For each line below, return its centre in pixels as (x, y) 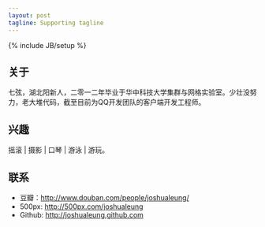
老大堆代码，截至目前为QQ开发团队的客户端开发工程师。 (114, 102)
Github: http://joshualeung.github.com (82, 214)
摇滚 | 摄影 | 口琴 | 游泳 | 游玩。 (59, 150)
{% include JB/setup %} (47, 45)
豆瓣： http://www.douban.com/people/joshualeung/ (104, 197)
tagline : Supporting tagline (56, 23)
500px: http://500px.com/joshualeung (81, 207)
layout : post (30, 15)
